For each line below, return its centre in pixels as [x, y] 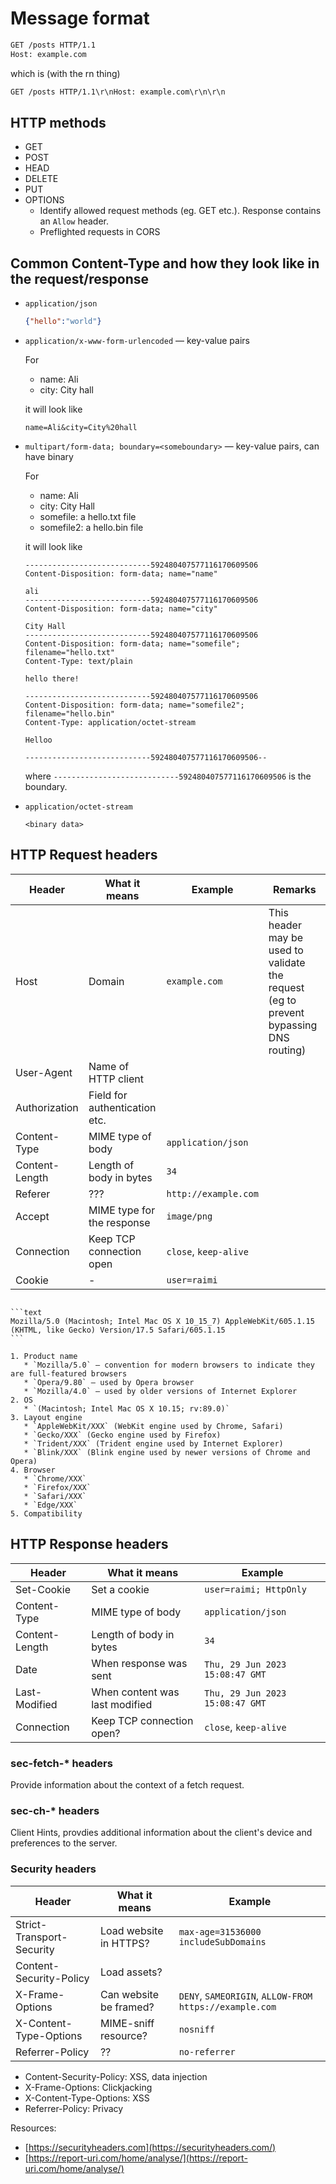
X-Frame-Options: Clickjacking [88, 2087]
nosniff [196, 2029]
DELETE [41, 179]
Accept [32, 1216]
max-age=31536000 [220, 1931]
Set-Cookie [43, 1589]
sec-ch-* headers [55, 1810]
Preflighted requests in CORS [100, 232]
